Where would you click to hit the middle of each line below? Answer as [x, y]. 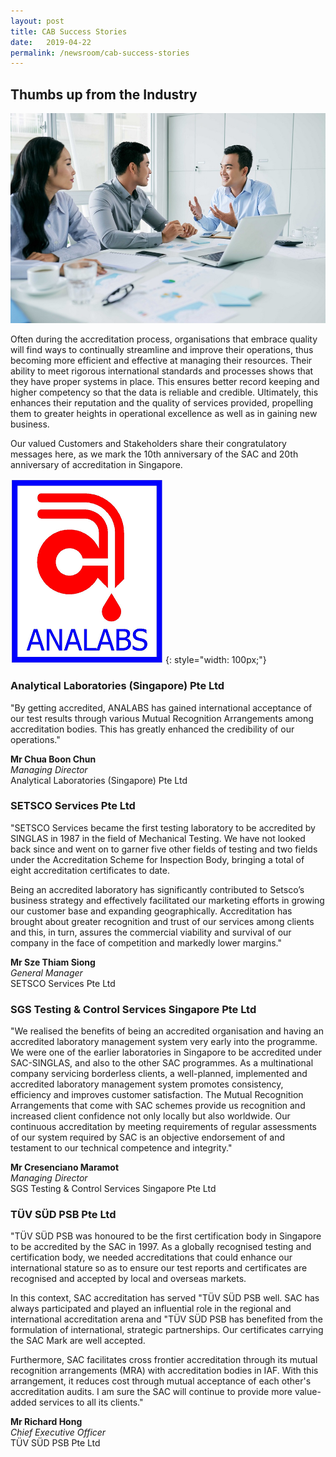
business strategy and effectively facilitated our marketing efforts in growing [167, 900]
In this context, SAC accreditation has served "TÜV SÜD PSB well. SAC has [165, 1298]
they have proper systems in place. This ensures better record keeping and [165, 382]
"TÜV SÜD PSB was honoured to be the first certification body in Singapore [166, 1236]
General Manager [46, 972]
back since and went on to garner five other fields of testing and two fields [164, 849]
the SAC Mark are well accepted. [78, 1341]
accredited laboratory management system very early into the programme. [164, 1042]
